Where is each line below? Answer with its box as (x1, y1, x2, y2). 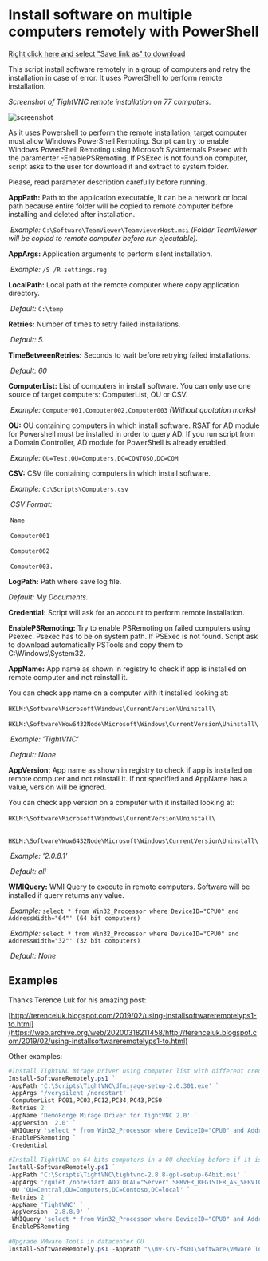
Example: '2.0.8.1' (10, 851, 68, 860)
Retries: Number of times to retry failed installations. (8, 319, 181, 329)
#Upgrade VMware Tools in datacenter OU (8, 1237, 145, 1246)
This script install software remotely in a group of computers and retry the (8, 64, 251, 73)
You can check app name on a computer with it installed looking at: (8, 688, 229, 698)
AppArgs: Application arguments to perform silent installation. (8, 249, 213, 259)
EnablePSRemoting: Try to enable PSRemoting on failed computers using (8, 623, 250, 632)
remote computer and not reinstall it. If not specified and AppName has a (8, 773, 248, 783)
